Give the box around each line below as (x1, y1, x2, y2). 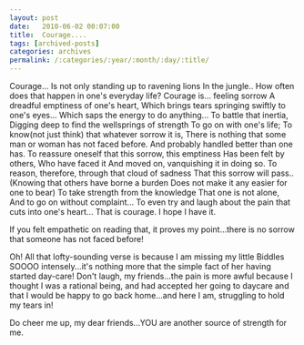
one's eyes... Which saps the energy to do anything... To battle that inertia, (9, 110, 289, 120)
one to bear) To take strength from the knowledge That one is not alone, (9, 188, 280, 198)
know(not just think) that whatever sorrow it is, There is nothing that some (9, 129, 287, 139)
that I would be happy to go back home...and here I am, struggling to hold (9, 290, 285, 300)
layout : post (9, 13, 59, 23)
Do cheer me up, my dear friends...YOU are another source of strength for (9, 318, 288, 328)
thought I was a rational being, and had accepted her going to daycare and (9, 280, 289, 291)
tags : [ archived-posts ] (9, 38, 100, 48)
